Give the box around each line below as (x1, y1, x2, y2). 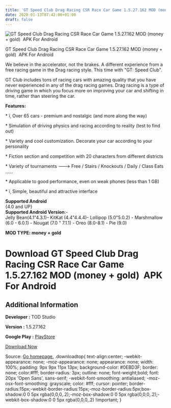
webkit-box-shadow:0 (5, 397, 52, 403)
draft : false (5, 17, 33, 22)
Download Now (5, 344, 38, 350)
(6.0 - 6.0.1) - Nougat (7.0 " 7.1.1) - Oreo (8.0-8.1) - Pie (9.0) (5, 220, 127, 226)
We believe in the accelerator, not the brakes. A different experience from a (5, 62, 163, 68)
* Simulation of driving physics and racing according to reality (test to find (5, 123, 160, 129)
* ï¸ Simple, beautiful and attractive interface (5, 188, 98, 194)
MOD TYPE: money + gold (5, 230, 62, 236)
